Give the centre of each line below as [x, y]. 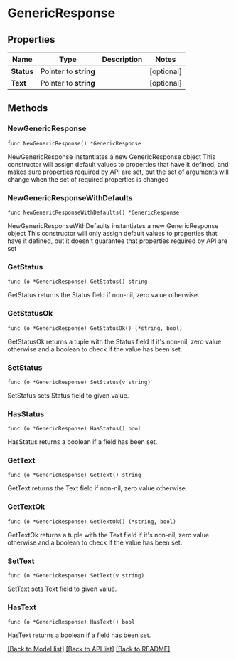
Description [122, 60]
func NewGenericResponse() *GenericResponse [74, 143]
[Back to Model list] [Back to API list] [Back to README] [89, 649]
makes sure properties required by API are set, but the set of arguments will [118, 172]
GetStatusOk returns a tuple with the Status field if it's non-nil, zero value [114, 341]
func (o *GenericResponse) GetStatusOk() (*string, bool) [95, 328]
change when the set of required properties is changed [88, 179]
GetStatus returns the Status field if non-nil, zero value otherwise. [103, 295]
